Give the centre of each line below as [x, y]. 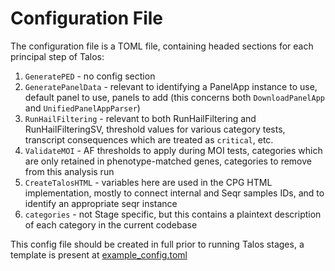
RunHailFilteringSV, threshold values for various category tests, [155, 129]
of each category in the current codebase [111, 224]
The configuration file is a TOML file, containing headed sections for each [162, 46]
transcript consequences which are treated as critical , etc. [149, 139]
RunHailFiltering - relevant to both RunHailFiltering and [140, 118]
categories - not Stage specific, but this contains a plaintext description [173, 214]
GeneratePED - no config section [90, 76]
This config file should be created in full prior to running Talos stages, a [157, 244]
